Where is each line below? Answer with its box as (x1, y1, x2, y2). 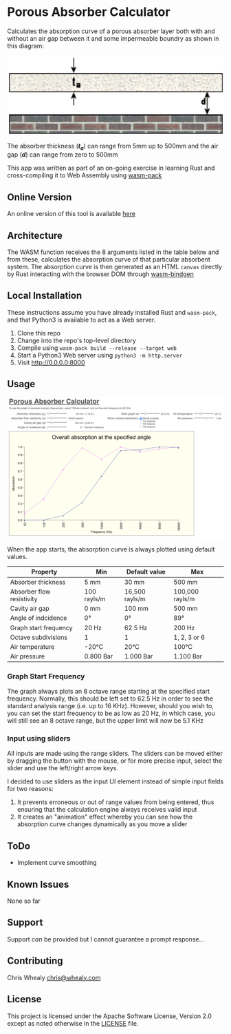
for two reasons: (7, 785, 54, 793)
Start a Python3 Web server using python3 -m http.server (16, 351, 183, 359)
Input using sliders (7, 734, 71, 743)
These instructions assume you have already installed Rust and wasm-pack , (7, 308, 217, 316)
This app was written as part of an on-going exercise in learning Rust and (7, 164, 215, 173)
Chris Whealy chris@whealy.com (7, 973, 101, 982)
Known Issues (7, 878, 69, 890)
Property (31, 567, 58, 576)
